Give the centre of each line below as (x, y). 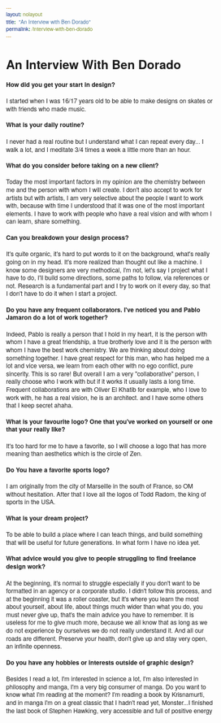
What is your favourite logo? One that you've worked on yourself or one (109, 421)
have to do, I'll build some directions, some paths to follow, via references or (108, 277)
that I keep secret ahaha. (39, 405)
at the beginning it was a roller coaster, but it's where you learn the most (102, 599)
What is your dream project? (47, 518)
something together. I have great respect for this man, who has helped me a (108, 357)
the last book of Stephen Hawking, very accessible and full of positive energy (109, 710)
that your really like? (36, 429)
